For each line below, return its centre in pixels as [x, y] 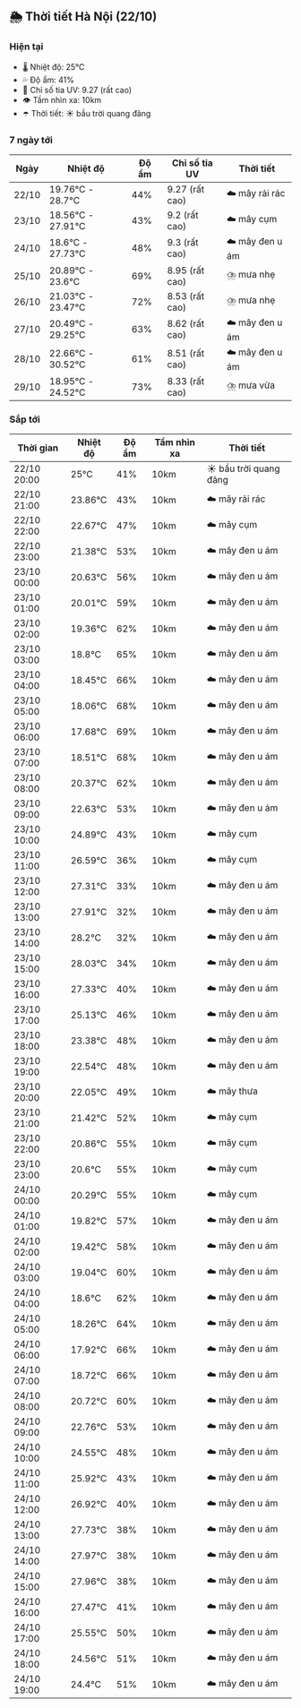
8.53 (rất [185, 296]
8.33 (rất [185, 381]
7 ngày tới [31, 140]
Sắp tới [25, 419]
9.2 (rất [183, 215]
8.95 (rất [185, 270]
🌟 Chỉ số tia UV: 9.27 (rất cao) [77, 90]
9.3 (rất [183, 243]
